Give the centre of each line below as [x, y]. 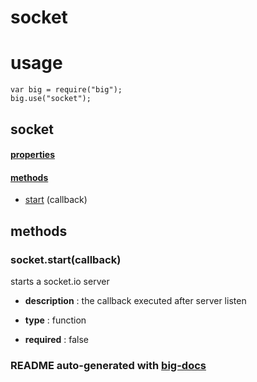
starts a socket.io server [60, 281]
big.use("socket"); [51, 99]
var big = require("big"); [66, 90]
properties [33, 155]
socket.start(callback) [66, 259]
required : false [57, 339]
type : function [55, 320]
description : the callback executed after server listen [135, 300]
